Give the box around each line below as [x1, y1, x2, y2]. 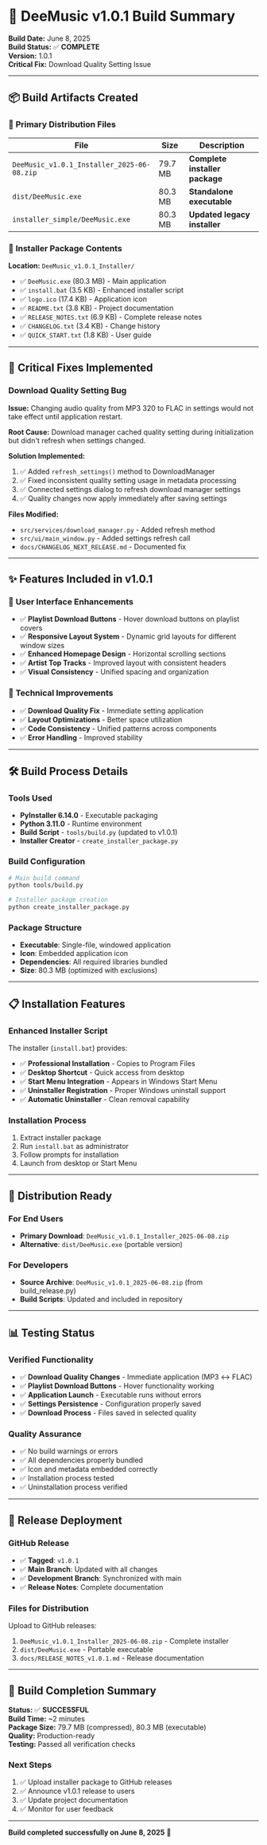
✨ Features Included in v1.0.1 [8, 572, 153, 585]
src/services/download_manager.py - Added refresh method [19, 525, 216, 534]
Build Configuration [8, 856, 86, 867]
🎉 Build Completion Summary [8, 1684, 157, 1697]
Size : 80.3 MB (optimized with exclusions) [19, 966, 158, 975]
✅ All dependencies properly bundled [19, 1455, 143, 1465]
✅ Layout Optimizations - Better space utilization [19, 714, 183, 724]
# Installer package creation [8, 896, 109, 904]
